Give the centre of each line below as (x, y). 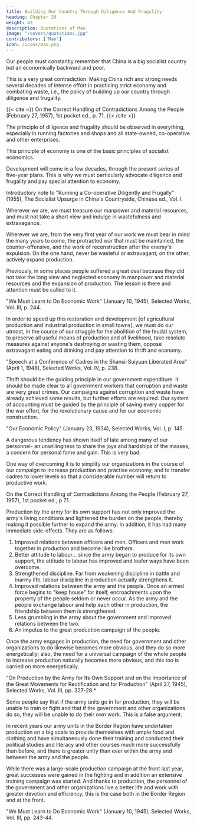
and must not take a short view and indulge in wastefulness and (83, 217)
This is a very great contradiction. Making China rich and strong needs (92, 79)
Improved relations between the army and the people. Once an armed (99, 586)
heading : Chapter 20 (32, 17)
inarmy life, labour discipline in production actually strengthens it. (94, 580)
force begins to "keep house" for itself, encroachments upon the (93, 592)
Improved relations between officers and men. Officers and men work (99, 542)
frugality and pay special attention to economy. (63, 181)
